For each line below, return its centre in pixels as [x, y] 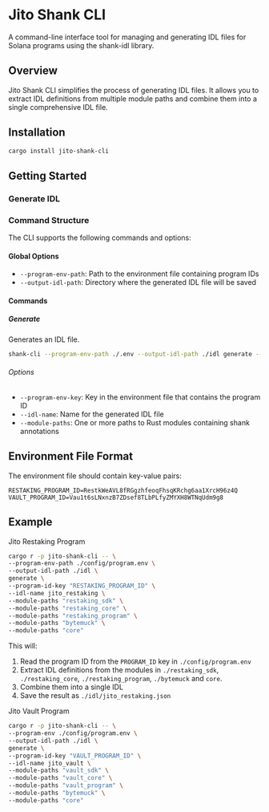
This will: [23, 646]
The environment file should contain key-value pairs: [95, 476]
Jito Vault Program [39, 711]
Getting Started [48, 175]
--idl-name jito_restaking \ [57, 593]
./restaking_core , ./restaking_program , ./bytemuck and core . [121, 679]
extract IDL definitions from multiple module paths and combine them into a [133, 99]
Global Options [34, 256]
